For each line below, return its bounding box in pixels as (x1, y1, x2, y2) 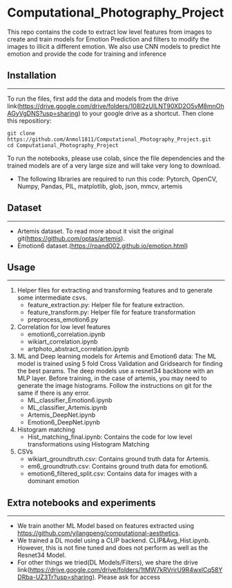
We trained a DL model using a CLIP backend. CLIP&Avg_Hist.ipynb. (17, 536, 211, 545)
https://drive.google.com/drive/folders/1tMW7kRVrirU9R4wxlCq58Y (29, 566, 223, 574)
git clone (7, 130, 36, 137)
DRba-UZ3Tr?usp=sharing (17, 573, 93, 581)
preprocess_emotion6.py (27, 315, 99, 324)
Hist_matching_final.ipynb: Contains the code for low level (27, 433, 193, 441)
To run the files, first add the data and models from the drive (7, 95, 179, 103)
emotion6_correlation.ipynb (27, 330, 106, 339)
